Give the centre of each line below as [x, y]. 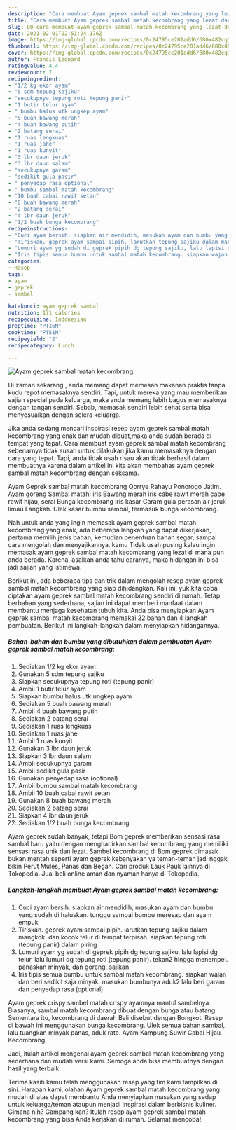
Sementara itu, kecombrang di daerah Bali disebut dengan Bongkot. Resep [116, 1018]
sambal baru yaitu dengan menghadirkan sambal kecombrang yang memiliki [118, 844]
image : [18, 40]
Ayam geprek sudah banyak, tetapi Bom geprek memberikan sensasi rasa [114, 836]
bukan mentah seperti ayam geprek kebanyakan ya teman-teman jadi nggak [118, 859]
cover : [18, 53]
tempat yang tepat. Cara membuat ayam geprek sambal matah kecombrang [117, 443]
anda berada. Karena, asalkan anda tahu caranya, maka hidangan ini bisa [113, 560]
